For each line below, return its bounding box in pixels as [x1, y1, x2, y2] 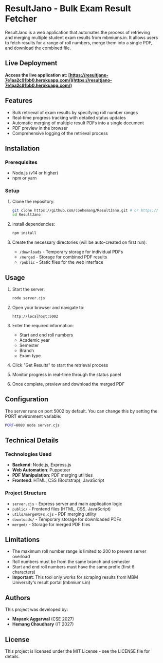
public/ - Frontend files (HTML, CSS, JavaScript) [12, 506, 111, 512]
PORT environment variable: [5, 413, 62, 419]
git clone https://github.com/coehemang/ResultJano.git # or [12, 208, 139, 213]
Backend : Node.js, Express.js [12, 462, 72, 468]
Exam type [19, 352, 41, 358]
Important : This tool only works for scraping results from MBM [12, 574, 138, 580]
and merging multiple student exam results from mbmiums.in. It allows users [5, 35, 158, 40]
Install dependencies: [12, 221, 55, 227]
